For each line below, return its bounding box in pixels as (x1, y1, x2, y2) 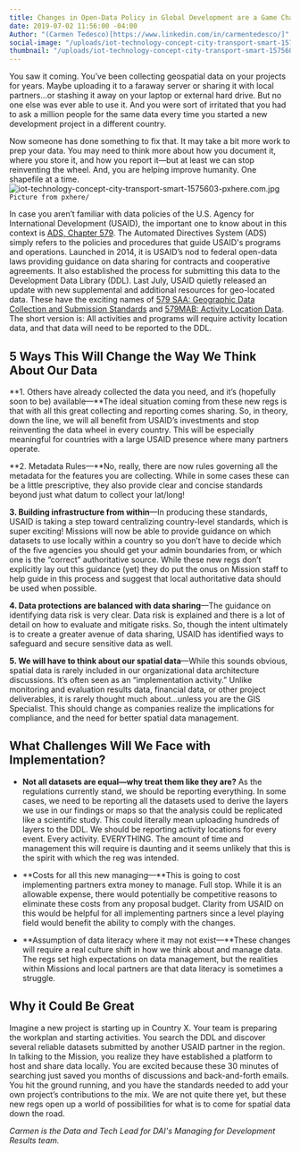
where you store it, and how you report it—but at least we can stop (9, 155, 254, 166)
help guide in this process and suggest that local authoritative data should (9, 573, 281, 584)
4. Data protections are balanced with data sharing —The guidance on (9, 600, 271, 611)
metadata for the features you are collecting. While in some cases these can (9, 470, 290, 481)
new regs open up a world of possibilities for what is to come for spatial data (9, 1098, 291, 1109)
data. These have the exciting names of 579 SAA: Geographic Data (9, 295, 255, 305)
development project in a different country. (9, 118, 167, 130)
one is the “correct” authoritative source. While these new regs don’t (9, 554, 262, 565)
